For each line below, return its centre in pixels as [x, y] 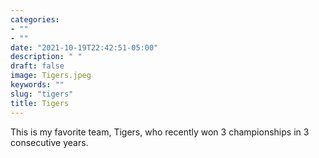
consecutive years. [49, 142]
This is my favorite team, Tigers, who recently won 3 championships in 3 [160, 132]
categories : [35, 19]
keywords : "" [37, 85]
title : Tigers [40, 103]
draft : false [37, 66]
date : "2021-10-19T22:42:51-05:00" [84, 47]
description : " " [46, 57]
